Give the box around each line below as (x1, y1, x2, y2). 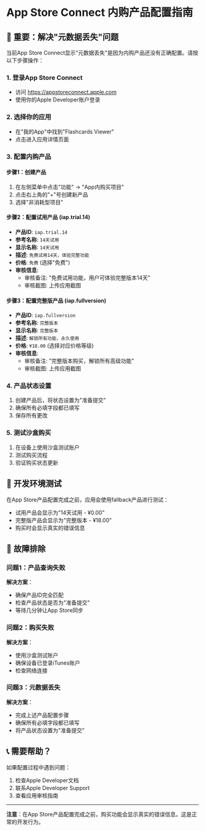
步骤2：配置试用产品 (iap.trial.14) (6, 214, 90, 221)
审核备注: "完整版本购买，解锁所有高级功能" (24, 358, 134, 365)
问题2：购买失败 (6, 624, 54, 632)
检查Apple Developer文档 (15, 776, 79, 784)
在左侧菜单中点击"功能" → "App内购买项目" (15, 183, 124, 190)
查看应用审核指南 (15, 791, 59, 799)
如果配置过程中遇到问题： (6, 763, 71, 771)
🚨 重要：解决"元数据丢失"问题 (6, 32, 119, 42)
